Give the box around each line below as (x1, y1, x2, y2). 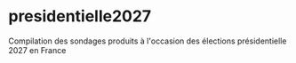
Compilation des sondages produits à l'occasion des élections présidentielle (8, 35, 287, 46)
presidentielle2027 (8, 6, 152, 27)
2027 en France (8, 44, 67, 55)
